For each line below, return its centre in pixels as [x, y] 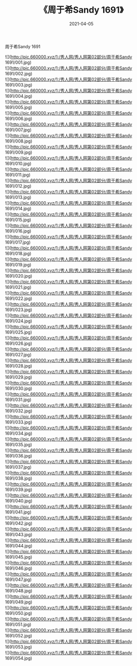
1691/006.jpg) [19, 118]
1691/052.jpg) [19, 635]
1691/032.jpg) [19, 411]
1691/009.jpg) [19, 152]
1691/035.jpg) [19, 444]
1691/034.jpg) [19, 433]
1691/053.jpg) [19, 647]
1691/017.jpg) [18, 242]
